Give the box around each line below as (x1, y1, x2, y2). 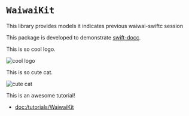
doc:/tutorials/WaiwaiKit (14, 103, 74, 111)
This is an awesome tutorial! (6, 91, 75, 99)
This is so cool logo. (6, 45, 56, 53)
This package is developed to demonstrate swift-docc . (6, 33, 141, 41)
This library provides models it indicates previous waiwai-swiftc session (6, 22, 184, 29)
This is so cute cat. (6, 68, 53, 76)
